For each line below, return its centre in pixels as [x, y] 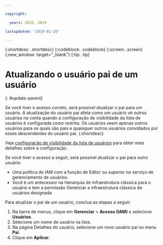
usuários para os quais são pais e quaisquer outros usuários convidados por [81, 128]
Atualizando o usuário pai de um [72, 74]
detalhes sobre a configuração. [36, 148]
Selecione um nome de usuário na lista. [52, 222]
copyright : [16, 14]
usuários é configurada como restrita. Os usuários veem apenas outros [76, 123]
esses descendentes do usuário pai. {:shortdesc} [54, 133]
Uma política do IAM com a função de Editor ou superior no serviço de [83, 172]
